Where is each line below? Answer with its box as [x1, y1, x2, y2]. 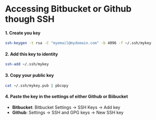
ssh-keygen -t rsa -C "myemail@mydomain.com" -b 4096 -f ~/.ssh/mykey [5, 41, 152, 45]
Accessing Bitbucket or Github [5, 3, 132, 15]
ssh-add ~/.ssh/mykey [5, 62, 49, 67]
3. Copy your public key [5, 72, 54, 78]
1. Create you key [5, 30, 40, 36]
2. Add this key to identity [5, 51, 58, 57]
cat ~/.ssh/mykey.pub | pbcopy [5, 83, 69, 88]
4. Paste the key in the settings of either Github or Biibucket [5, 93, 128, 100]
